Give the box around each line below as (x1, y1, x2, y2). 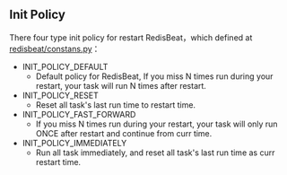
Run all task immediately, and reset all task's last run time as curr (35, 147, 275, 158)
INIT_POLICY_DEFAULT (22, 61, 109, 72)
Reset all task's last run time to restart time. (35, 99, 196, 110)
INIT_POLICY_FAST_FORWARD (22, 109, 136, 119)
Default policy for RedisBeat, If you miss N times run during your (35, 71, 274, 82)
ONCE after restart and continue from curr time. (35, 127, 213, 138)
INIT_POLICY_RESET (22, 90, 99, 101)
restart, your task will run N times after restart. (35, 80, 206, 91)
